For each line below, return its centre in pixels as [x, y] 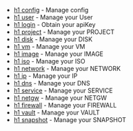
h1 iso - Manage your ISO [49, 61]
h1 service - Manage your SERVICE [63, 90]
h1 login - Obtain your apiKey [54, 24]
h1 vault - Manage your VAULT [57, 112]
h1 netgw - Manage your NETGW [60, 98]
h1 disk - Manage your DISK [53, 39]
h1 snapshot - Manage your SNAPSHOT [70, 120]
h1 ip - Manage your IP [45, 76]
